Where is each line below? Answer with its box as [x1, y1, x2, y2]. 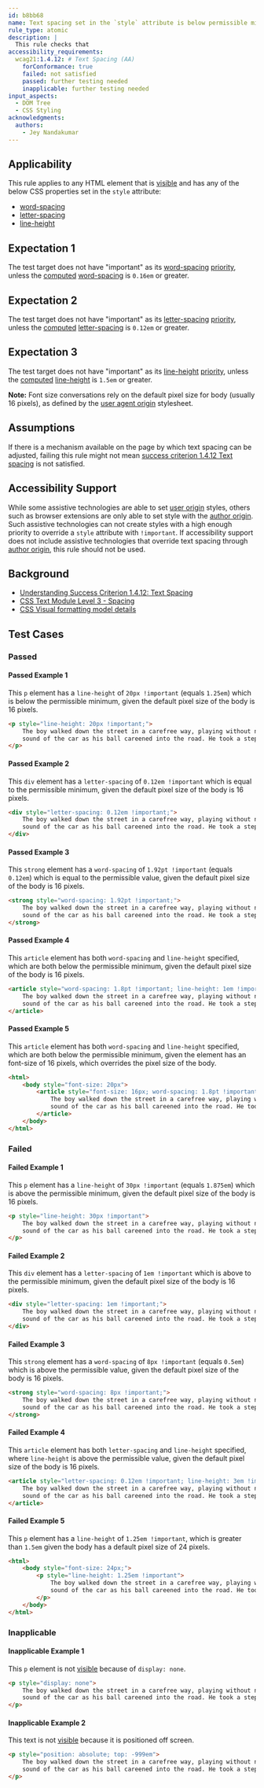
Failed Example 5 [8, 1516, 65, 1525]
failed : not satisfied [22, 70, 97, 78]
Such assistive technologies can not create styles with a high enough [8, 519, 233, 529]
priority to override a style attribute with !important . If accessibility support [8, 528, 254, 537]
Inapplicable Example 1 [8, 1646, 85, 1656]
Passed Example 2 [8, 758, 69, 768]
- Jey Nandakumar [22, 128, 79, 136]
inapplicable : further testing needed [22, 84, 149, 93]
